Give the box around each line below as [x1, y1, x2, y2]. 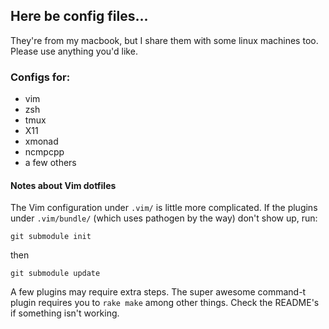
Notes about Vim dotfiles [10, 179, 117, 191]
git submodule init [10, 232, 92, 242]
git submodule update [10, 269, 101, 279]
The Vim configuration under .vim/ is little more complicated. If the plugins [10, 202, 318, 214]
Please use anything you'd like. [10, 45, 138, 57]
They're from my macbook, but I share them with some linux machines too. [10, 34, 319, 46]
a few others [24, 157, 77, 169]
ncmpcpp [24, 146, 65, 158]
